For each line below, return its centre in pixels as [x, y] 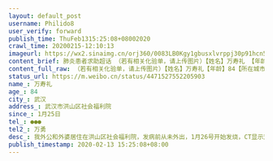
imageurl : [25, 54]
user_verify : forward [45, 31]
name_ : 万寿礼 [30, 84]
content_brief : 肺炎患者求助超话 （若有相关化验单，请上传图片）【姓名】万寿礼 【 [132, 62]
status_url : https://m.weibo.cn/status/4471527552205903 [107, 76]
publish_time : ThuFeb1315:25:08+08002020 [80, 39]
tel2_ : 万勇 [27, 129]
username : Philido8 [41, 24]
